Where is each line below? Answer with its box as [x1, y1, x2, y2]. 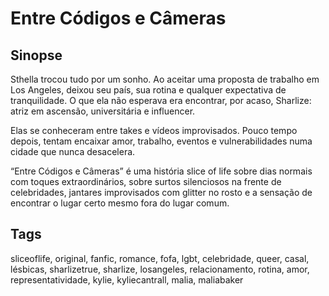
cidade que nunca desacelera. [10, 146, 136, 157]
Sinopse [10, 47, 63, 64]
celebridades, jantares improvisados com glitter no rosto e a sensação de [10, 187, 313, 198]
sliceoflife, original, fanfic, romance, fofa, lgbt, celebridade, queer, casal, [10, 252, 310, 264]
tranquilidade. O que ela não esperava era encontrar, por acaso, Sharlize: [10, 95, 312, 106]
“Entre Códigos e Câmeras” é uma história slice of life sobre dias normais [10, 165, 313, 177]
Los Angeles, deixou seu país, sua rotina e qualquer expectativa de [10, 84, 287, 96]
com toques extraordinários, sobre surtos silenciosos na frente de [10, 176, 282, 187]
